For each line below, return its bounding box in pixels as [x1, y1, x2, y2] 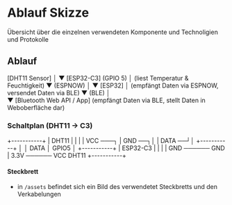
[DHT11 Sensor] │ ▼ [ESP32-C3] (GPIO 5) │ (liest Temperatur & [7, 74, 189, 82]
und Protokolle [7, 35, 49, 43]
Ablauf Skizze [7, 5, 89, 21]
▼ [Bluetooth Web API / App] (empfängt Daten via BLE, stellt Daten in [7, 96, 206, 104]
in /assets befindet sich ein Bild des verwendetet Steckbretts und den [17, 183, 217, 191]
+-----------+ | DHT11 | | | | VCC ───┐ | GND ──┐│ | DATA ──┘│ [7, 137, 195, 145]
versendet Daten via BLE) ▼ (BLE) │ [7, 88, 110, 97]
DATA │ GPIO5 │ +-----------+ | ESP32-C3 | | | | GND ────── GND [29, 144, 226, 152]
